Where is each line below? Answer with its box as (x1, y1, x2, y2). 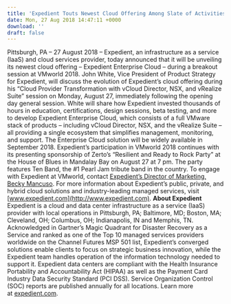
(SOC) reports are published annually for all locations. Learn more (7, 282, 194, 290)
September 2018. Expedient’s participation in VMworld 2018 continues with (7, 143, 220, 151)
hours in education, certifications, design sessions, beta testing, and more (7, 107, 217, 115)
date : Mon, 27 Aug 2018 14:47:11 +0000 (7, 17, 122, 23)
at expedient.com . (7, 290, 58, 298)
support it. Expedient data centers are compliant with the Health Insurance (7, 260, 218, 268)
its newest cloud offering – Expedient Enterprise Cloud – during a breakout (7, 63, 218, 71)
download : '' (7, 23, 45, 30)
